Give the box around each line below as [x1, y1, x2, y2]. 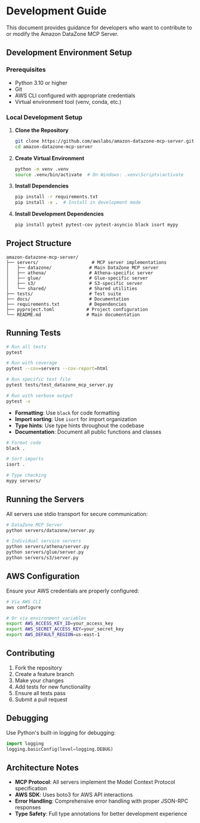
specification [14, 785, 47, 792]
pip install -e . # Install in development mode [14, 199, 141, 205]
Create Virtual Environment [14, 154, 85, 162]
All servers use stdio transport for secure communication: [6, 510, 148, 517]
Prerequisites [6, 66, 46, 74]
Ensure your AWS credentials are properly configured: [6, 587, 139, 594]
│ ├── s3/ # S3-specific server [6, 280, 143, 286]
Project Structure [6, 238, 72, 248]
